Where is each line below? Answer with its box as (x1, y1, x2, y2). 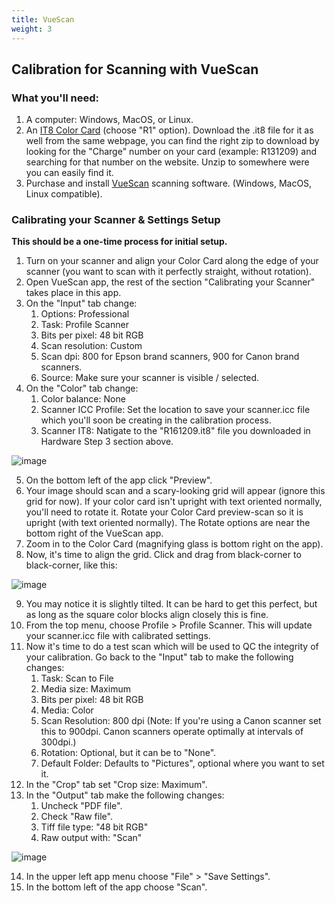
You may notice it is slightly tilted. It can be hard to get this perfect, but (25, 598, 318, 610)
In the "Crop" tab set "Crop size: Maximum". (25, 779, 208, 791)
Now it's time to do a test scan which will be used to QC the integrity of (25, 641, 319, 653)
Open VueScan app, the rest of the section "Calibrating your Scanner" (25, 276, 316, 288)
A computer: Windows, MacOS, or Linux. (25, 114, 194, 126)
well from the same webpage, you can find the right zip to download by (25, 135, 320, 147)
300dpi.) (40, 736, 77, 748)
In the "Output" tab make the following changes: (25, 789, 225, 801)
